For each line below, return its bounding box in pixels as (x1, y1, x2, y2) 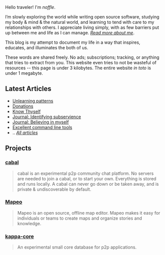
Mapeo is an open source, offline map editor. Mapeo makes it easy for (17, 210, 161, 216)
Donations (12, 103, 34, 109)
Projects (5, 144, 32, 152)
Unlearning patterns (12, 98, 54, 104)
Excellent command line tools (12, 124, 73, 130)
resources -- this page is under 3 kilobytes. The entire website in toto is (5, 65, 151, 71)
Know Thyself (12, 108, 41, 114)
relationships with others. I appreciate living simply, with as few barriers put (5, 24, 160, 30)
